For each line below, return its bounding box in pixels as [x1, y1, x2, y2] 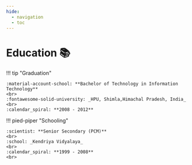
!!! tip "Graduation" [6, 70, 52, 77]
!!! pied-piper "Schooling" [6, 117, 69, 124]
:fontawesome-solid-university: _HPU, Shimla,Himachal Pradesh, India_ [6, 97, 186, 103]
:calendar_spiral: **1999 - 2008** [6, 149, 94, 155]
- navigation [11, 14, 44, 20]
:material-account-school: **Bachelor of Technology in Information [6, 81, 178, 87]
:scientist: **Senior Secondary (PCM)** [6, 128, 108, 134]
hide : [6, 8, 19, 15]
